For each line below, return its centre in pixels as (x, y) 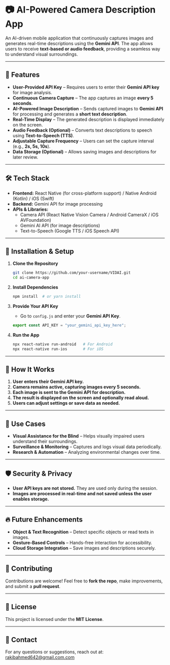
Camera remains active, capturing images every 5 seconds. (76, 387)
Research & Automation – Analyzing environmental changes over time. (87, 452)
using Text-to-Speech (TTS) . (43, 135)
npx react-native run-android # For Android (62, 344)
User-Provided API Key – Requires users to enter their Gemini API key (86, 87)
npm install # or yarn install (47, 297)
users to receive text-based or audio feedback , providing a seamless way (83, 49)
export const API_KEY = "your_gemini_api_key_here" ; (69, 325)
